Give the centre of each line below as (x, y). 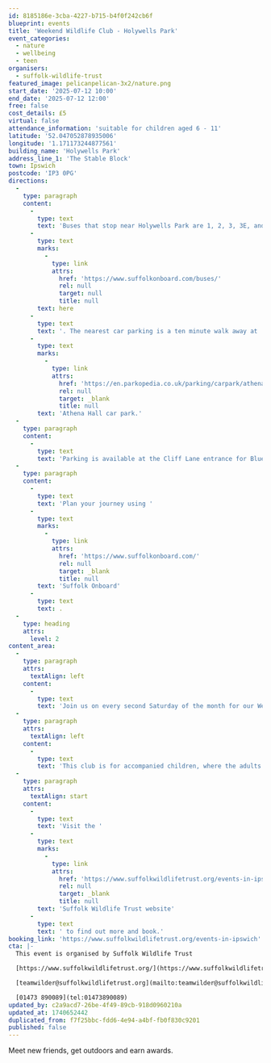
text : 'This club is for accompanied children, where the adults (150, 766)
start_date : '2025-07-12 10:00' (63, 91)
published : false (38, 1027)
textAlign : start (59, 796)
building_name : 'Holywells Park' (65, 151)
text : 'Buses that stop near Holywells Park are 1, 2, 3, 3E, (144, 226)
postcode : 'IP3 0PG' (43, 174)
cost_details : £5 (38, 114)
